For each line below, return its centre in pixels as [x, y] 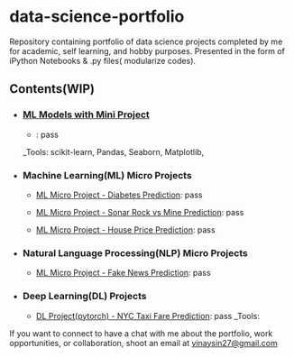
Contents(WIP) [52, 89]
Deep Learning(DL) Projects [84, 297]
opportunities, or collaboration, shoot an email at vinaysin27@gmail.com [143, 343]
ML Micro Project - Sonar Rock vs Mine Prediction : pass [140, 212]
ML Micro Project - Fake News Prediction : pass [123, 273]
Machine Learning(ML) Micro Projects [107, 175]
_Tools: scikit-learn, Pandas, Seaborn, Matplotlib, [113, 151]
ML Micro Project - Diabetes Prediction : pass [119, 195]
